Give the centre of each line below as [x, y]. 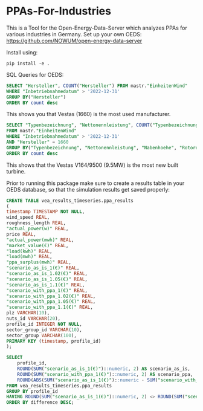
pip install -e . [28, 63]
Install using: [22, 52]
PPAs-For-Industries [59, 11]
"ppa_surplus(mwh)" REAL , [39, 262]
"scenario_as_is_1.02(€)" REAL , [47, 274]
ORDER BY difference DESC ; [40, 403]
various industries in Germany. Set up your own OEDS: [74, 34]
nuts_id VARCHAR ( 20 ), [34, 319]
